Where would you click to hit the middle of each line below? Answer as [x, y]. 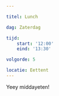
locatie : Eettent [27, 70]
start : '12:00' [35, 44]
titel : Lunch [22, 16]
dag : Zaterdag [24, 27]
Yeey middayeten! [28, 87]
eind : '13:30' [34, 49]
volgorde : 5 [21, 59]
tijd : [13, 38]
